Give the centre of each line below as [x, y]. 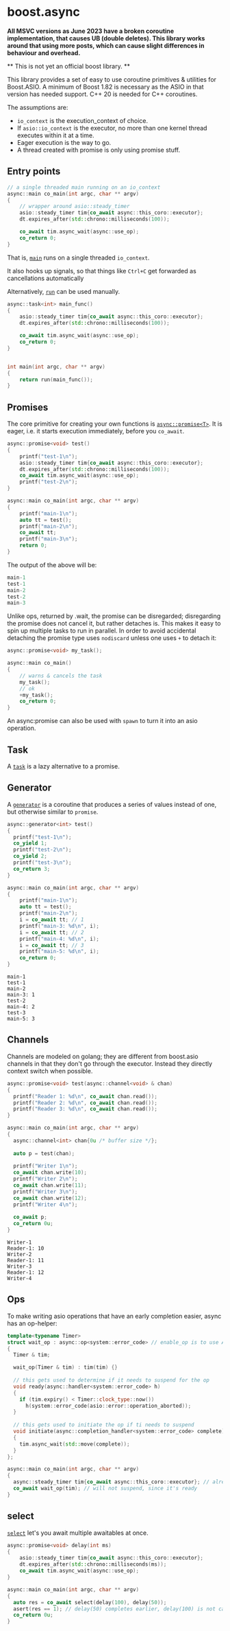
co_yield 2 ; [30, 856]
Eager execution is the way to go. [64, 142]
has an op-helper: [32, 1323]
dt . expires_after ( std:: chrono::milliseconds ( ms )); [93, 1564]
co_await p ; [30, 1217]
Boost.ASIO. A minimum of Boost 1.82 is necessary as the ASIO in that [105, 87]
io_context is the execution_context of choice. [82, 120]
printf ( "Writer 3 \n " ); [46, 1191]
